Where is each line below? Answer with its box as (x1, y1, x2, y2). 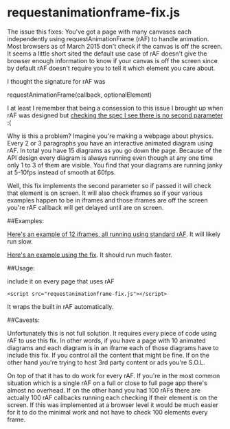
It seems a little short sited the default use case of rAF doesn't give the (7, 49, 207, 58)
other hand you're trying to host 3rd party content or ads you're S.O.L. (7, 358, 206, 367)
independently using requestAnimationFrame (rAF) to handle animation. (7, 34, 209, 43)
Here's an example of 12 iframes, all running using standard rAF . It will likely (7, 230, 221, 238)
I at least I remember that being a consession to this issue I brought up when (7, 104, 224, 112)
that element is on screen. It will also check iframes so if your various (7, 189, 203, 197)
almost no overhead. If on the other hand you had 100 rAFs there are (7, 386, 201, 394)
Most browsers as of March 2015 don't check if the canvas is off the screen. (7, 42, 223, 50)
